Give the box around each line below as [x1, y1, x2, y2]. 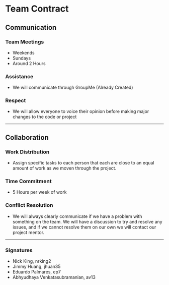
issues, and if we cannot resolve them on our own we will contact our [12, 224, 156, 230]
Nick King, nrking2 [12, 258, 51, 264]
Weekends [12, 49, 35, 55]
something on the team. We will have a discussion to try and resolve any [12, 218, 162, 224]
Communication [5, 23, 57, 32]
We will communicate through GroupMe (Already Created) [12, 84, 133, 91]
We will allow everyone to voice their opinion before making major [12, 108, 149, 115]
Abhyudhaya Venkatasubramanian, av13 [12, 274, 96, 280]
